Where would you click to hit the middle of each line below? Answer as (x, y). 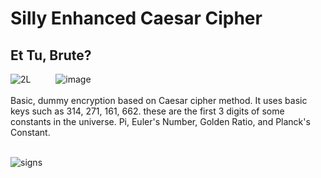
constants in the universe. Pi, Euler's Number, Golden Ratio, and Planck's (160, 121)
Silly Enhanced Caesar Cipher (136, 18)
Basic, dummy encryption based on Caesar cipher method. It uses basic (159, 100)
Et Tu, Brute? (51, 55)
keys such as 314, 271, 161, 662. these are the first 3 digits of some (147, 111)
